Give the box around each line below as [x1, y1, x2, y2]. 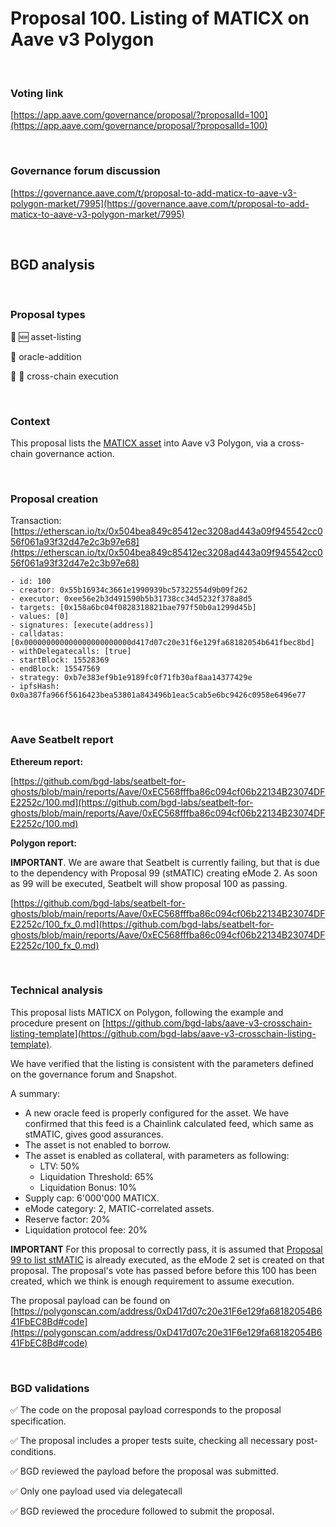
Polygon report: [10, 837, 78, 849]
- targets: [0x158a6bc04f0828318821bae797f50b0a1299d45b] [10, 603, 257, 613]
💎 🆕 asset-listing [10, 330, 82, 342]
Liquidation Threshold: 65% [39, 1170, 155, 1182]
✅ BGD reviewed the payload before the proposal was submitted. [10, 1465, 279, 1477]
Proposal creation [10, 492, 99, 506]
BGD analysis [10, 256, 96, 273]
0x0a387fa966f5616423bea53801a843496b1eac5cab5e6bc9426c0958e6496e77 [10, 690, 307, 701]
